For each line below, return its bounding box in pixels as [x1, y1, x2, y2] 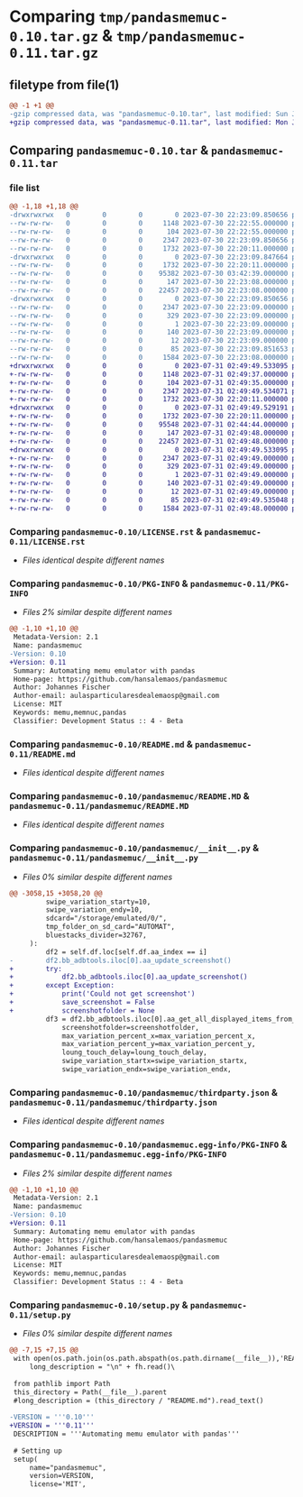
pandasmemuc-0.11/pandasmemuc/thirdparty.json [9, 1097, 218, 1107]
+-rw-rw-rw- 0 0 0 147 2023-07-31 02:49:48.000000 [9, 428, 289, 437]
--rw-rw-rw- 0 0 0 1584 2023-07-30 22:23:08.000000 [9, 354, 289, 363]
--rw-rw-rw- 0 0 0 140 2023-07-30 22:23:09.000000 [9, 327, 289, 337]
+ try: [9, 964, 63, 973]
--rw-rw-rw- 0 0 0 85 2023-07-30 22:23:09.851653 [9, 344, 289, 354]
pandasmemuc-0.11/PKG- [189, 579, 290, 589]
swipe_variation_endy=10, [45, 905, 143, 914]
